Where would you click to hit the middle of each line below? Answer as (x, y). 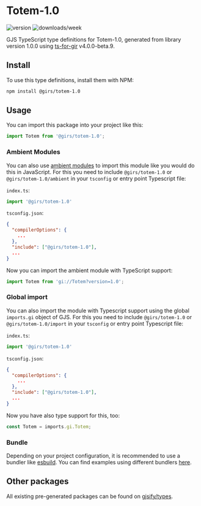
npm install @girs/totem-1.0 (43, 91)
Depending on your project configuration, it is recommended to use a (93, 455)
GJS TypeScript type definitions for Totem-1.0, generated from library (94, 39)
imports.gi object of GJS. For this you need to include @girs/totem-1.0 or (99, 317)
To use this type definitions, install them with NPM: (70, 80)
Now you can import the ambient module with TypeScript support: (90, 270)
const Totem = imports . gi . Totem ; (49, 426)
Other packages (38, 481)
